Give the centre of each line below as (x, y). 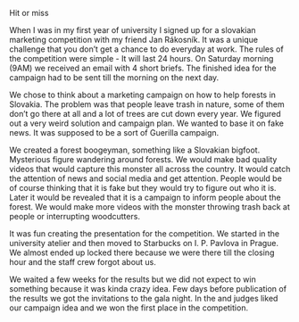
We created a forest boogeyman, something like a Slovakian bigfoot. (135, 150)
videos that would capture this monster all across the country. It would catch (150, 169)
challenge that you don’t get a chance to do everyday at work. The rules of (146, 49)
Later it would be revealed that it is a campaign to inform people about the (145, 197)
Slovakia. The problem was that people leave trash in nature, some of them (147, 104)
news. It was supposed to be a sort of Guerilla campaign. (114, 132)
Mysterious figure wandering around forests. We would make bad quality (143, 159)
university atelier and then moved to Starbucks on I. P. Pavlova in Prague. (144, 243)
